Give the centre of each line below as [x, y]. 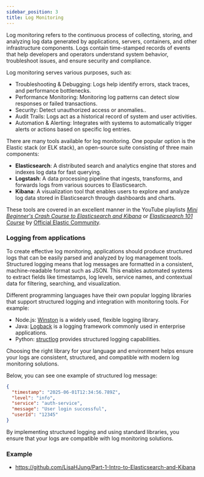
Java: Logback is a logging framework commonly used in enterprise [100, 326]
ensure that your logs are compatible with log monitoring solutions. [90, 438]
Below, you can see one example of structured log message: [82, 375]
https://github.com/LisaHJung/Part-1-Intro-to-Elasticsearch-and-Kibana [105, 467]
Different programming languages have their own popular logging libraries [99, 295]
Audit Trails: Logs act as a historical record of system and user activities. [106, 116]
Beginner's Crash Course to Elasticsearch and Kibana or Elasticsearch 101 [100, 216]
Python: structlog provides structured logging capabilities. [88, 339]
